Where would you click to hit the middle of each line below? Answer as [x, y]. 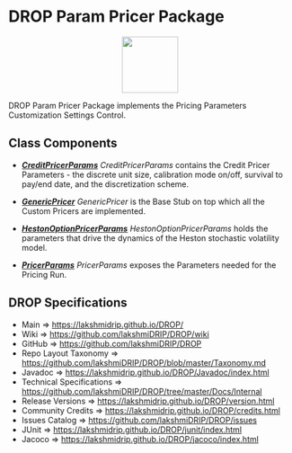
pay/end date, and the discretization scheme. [105, 184]
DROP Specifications [68, 303]
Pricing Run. [44, 274]
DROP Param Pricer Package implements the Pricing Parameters [128, 105]
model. [34, 247]
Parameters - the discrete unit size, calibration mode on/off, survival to [152, 174]
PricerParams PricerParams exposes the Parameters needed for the [149, 265]
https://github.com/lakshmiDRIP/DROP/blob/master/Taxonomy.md [144, 362]
